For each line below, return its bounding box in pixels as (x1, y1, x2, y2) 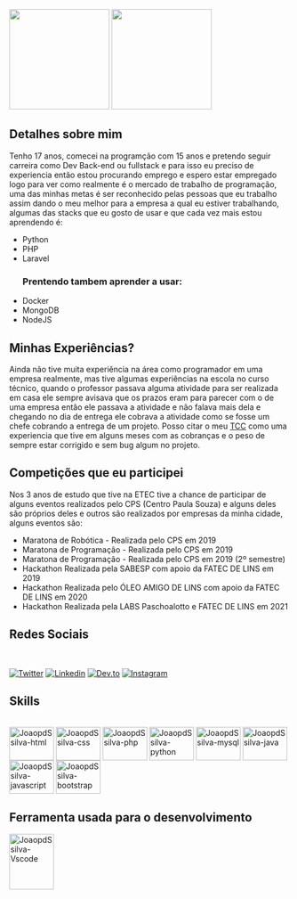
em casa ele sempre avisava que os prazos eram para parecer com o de (9, 392, 274, 403)
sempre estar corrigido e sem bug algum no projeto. (9, 439, 200, 450)
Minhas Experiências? (9, 340, 135, 356)
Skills (9, 693, 40, 708)
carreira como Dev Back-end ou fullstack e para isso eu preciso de (9, 159, 254, 170)
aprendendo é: (9, 217, 64, 227)
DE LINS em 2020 (21, 592, 88, 602)
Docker (21, 296, 50, 306)
